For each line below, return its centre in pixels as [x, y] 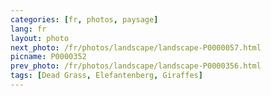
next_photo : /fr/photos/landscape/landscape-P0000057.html [136, 47]
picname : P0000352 [48, 57]
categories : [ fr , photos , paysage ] [84, 19]
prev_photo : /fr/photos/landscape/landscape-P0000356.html [136, 66]
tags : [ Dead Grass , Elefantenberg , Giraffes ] [106, 76]
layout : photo [40, 38]
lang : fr [28, 29]
